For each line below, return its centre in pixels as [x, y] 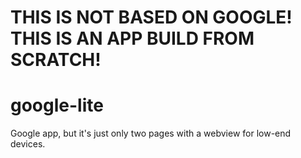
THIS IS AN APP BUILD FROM [132, 38]
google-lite [57, 105]
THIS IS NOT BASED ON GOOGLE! [151, 17]
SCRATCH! [56, 60]
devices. [28, 144]
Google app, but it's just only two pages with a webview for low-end [151, 133]
